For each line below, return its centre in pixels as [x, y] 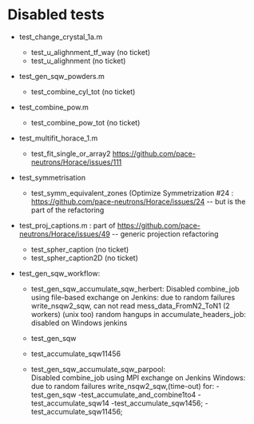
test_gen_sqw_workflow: [60, 273]
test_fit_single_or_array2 [71, 153]
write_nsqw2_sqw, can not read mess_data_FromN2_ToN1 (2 [131, 306]
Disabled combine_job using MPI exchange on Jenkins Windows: [138, 378]
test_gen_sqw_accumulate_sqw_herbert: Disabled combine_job [135, 288]
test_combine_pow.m [54, 107]
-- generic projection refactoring [165, 234]
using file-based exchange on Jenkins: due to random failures [133, 297]
